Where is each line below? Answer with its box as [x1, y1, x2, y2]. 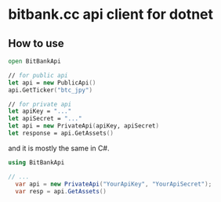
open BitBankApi [8, 57, 61, 65]
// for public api [8, 71, 68, 79]
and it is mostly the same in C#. [8, 143, 110, 153]
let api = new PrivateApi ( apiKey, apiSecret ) [8, 122, 159, 130]
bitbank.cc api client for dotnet [8, 5, 214, 23]
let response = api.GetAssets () [8, 129, 114, 137]
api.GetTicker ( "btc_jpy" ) [8, 86, 92, 94]
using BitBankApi [8, 158, 65, 166]
